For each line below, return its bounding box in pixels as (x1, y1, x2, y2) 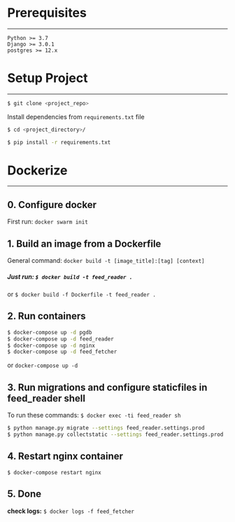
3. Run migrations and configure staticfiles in (7, 381, 208, 393)
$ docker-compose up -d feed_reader (7, 335, 114, 343)
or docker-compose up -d (7, 361, 78, 369)
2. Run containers (7, 310, 86, 322)
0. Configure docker (7, 198, 97, 211)
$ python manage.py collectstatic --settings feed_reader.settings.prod (7, 431, 224, 439)
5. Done (7, 488, 42, 500)
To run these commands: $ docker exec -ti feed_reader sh (7, 411, 181, 420)
